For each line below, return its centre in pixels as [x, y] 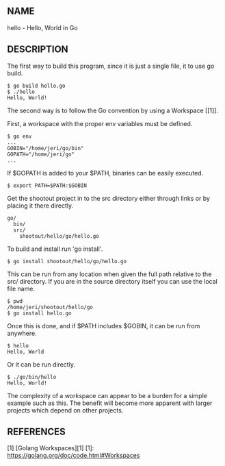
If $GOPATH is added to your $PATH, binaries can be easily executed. [105, 173]
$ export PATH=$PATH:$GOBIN [47, 185]
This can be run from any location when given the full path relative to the [109, 274]
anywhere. [22, 333]
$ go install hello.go [39, 313]
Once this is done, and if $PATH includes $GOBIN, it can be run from [104, 326]
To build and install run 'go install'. [55, 249]
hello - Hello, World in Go [42, 27]
